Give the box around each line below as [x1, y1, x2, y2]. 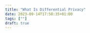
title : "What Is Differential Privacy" [5, 7, 86, 12]
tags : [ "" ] [5, 16, 27, 21]
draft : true [5, 20, 29, 26]
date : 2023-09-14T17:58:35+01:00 [5, 12, 73, 16]
